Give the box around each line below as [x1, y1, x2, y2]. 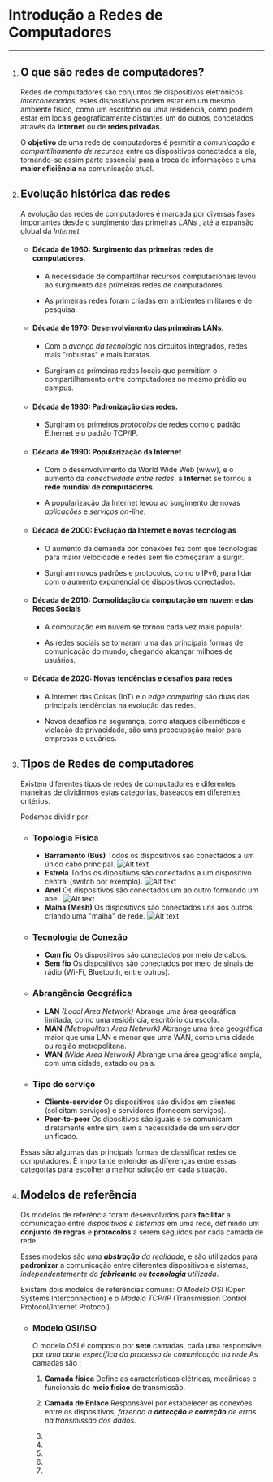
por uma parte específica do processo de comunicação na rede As [32, 1349, 258, 1359]
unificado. [44, 1131, 79, 1141]
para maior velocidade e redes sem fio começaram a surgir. [44, 552, 245, 562]
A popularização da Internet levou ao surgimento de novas [44, 498, 241, 508]
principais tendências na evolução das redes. [44, 700, 197, 710]
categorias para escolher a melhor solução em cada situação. [19, 1164, 227, 1174]
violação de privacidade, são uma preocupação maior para [44, 725, 242, 734]
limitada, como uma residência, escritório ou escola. [44, 1015, 219, 1024]
